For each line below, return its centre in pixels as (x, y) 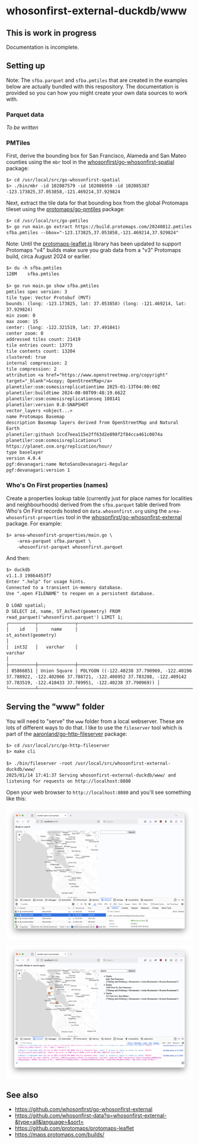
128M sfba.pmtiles (33, 274)
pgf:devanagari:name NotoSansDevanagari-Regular (67, 464)
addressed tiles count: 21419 (44, 340)
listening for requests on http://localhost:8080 (69, 781)
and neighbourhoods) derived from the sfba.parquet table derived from (93, 504)
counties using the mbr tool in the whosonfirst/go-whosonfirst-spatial (90, 162)
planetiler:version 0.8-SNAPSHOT (47, 405)
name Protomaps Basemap (36, 417)
